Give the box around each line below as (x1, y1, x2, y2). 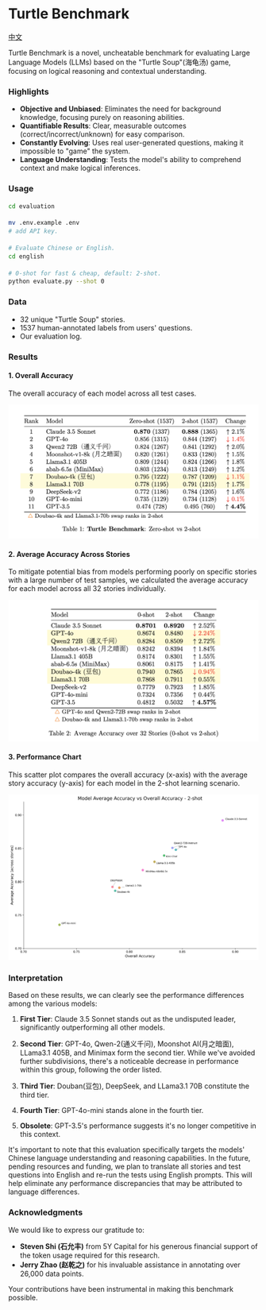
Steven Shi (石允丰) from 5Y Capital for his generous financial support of (19, 1241, 258, 1251)
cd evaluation (8, 202, 56, 211)
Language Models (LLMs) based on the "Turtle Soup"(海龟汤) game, (8, 57, 232, 67)
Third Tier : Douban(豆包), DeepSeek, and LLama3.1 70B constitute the (19, 1081, 250, 1091)
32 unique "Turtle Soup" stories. (19, 315, 125, 324)
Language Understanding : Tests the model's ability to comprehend (19, 155, 241, 164)
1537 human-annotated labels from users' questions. (19, 323, 193, 332)
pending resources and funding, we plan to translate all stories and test (8, 1161, 241, 1172)
